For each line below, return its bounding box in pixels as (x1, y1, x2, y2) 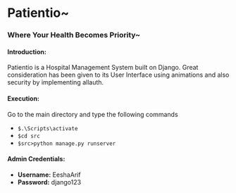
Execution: (7, 94, 40, 103)
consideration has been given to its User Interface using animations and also (7, 70, 230, 79)
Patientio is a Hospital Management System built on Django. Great (7, 63, 199, 72)
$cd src (17, 132, 40, 139)
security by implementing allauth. (7, 78, 104, 87)
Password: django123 (17, 178, 82, 186)
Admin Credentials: (7, 155, 66, 163)
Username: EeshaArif (17, 170, 81, 179)
